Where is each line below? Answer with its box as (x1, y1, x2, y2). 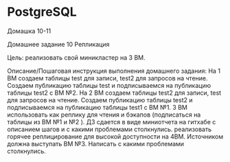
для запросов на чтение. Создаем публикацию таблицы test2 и (7, 95, 193, 104)
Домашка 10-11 (7, 27, 51, 35)
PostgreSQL (7, 4, 77, 20)
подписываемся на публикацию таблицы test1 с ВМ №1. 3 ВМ (7, 103, 187, 111)
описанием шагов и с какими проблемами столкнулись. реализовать (7, 125, 212, 133)
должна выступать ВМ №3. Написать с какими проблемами (7, 139, 184, 148)
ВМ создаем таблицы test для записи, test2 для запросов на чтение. (7, 73, 208, 82)
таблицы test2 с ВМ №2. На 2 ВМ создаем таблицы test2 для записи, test (7, 89, 222, 97)
